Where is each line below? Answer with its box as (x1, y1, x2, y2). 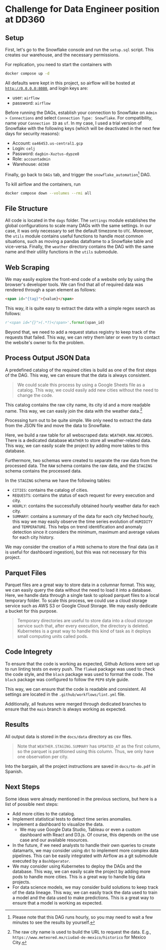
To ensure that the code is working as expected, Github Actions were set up (5, 661, 160, 667)
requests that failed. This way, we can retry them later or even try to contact (5, 334, 160, 340)
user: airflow (12, 95, 40, 101)
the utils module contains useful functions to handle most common (5, 233, 144, 239)
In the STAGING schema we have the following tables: (5, 477, 111, 483)
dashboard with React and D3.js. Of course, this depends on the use (19, 831, 159, 837)
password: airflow (12, 100, 51, 106)
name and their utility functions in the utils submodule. (5, 249, 119, 255)
